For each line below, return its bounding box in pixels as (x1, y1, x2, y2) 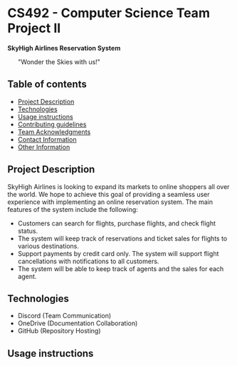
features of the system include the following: (7, 205, 139, 213)
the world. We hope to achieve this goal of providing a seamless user (7, 190, 210, 198)
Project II (7, 20, 61, 36)
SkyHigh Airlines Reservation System (7, 44, 121, 52)
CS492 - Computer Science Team (7, 5, 210, 21)
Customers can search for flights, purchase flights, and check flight (17, 219, 216, 228)
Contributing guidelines (17, 120, 87, 128)
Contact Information (17, 135, 77, 143)
